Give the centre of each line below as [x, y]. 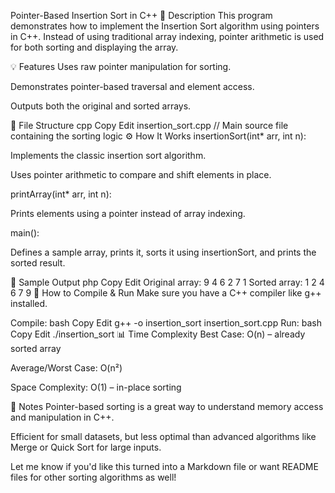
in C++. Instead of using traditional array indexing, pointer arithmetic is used [167, 36]
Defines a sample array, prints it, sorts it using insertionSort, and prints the [163, 252]
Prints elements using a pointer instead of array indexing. [128, 213]
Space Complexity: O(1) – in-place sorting [96, 387]
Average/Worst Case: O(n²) [66, 368]
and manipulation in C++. [62, 417]
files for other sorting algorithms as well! [93, 477]
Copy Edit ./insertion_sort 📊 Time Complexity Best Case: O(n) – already [158, 334]
